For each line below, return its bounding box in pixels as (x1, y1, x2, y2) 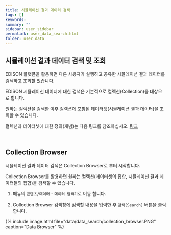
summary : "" (5, 22, 31, 27)
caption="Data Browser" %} (5, 224, 65, 230)
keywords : (5, 17, 27, 22)
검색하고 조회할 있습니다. (5, 77, 55, 84)
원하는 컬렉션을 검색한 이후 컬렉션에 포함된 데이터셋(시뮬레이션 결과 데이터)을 (5, 106, 159, 112)
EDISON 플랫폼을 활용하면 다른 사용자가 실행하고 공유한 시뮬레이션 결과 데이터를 (5, 71, 165, 77)
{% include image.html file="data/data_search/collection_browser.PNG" (5, 218, 156, 224)
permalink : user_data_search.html (5, 31, 79, 36)
